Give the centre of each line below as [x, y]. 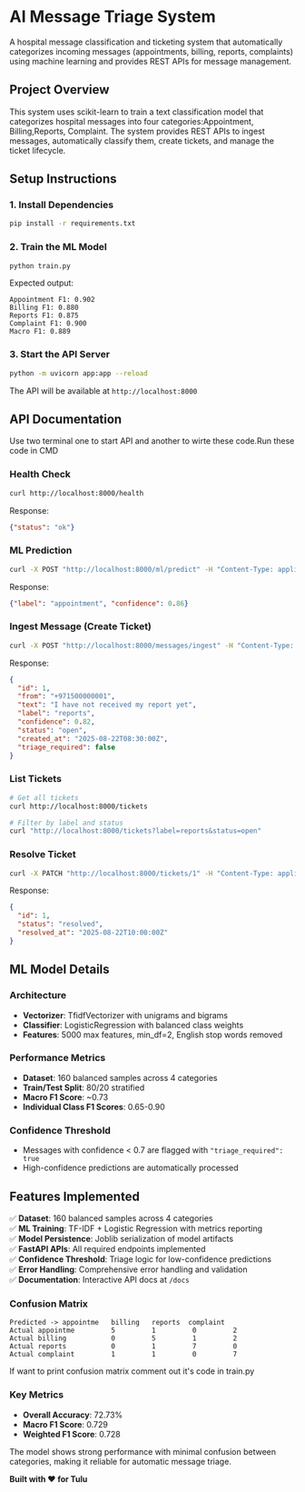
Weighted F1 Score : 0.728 [71, 1434]
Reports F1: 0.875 [44, 315]
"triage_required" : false [67, 747]
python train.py [40, 265]
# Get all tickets [44, 797]
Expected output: [42, 283]
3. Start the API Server [60, 355]
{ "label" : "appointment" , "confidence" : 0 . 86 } [99, 603]
